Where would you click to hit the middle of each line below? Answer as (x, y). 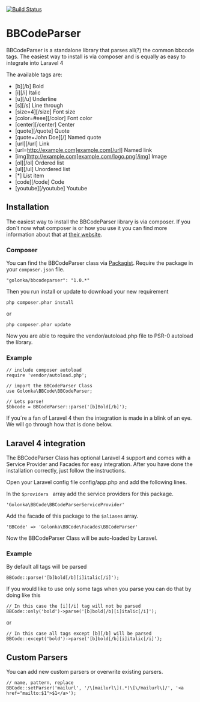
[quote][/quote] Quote (42, 131)
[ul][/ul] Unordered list (42, 169)
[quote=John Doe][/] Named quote (58, 137)
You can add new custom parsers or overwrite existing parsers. (85, 672)
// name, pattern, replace (40, 683)
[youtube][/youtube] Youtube (51, 188)
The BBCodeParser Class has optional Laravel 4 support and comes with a (98, 458)
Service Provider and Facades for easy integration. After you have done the (100, 464)
